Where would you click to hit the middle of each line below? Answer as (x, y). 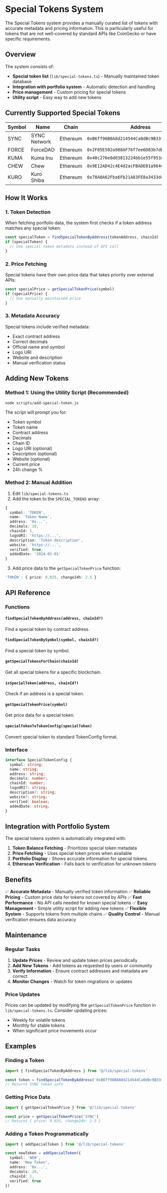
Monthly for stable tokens (39, 1025)
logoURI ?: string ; (29, 788)
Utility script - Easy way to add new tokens (57, 97)
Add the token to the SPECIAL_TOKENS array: (56, 498)
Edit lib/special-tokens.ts (40, 493)
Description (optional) (35, 454)
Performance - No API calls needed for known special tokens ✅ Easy (77, 903)
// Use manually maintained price (45, 298)
